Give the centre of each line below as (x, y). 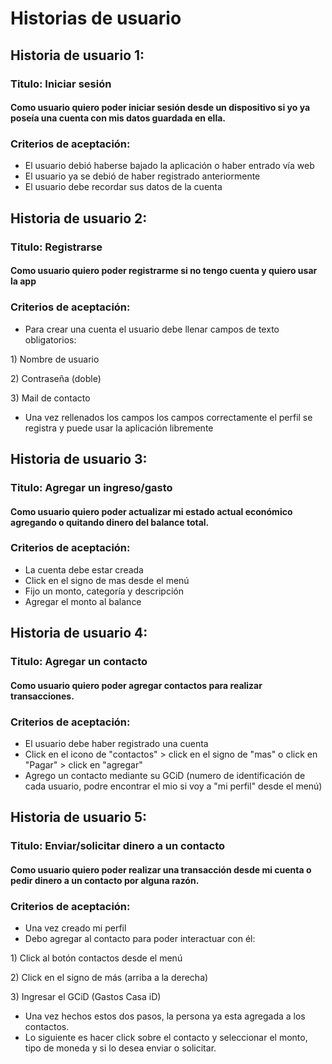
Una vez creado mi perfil (75, 928)
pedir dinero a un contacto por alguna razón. (105, 880)
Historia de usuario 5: (79, 817)
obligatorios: (50, 339)
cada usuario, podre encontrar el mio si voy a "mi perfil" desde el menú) (173, 786)
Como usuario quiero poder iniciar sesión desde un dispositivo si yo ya (160, 108)
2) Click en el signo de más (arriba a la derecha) (109, 978)
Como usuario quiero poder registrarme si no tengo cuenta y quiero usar (164, 271)
